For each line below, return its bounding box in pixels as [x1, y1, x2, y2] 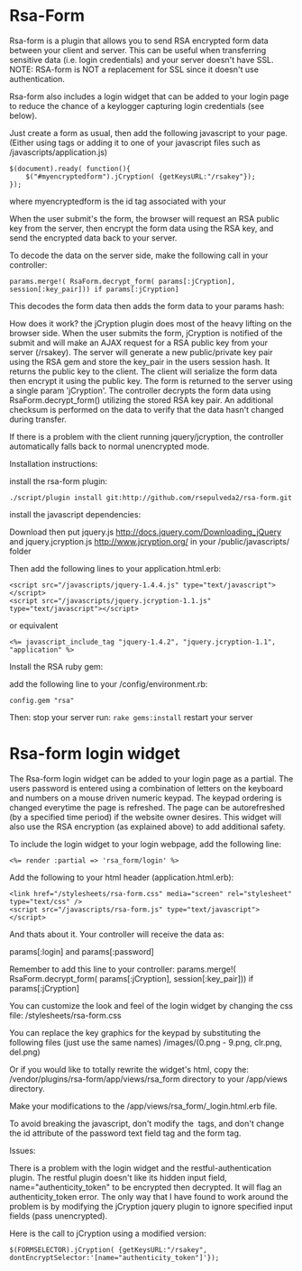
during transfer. [9, 414, 68, 425]
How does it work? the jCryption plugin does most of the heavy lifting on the [9, 317, 292, 329]
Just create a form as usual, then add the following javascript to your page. [9, 127, 288, 138]
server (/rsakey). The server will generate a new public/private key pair [9, 346, 273, 357]
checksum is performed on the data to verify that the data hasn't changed [9, 404, 284, 415]
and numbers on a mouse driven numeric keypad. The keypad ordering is [9, 792, 282, 803]
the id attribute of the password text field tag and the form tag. [9, 1128, 242, 1138]
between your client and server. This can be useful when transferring [9, 44, 267, 55]
